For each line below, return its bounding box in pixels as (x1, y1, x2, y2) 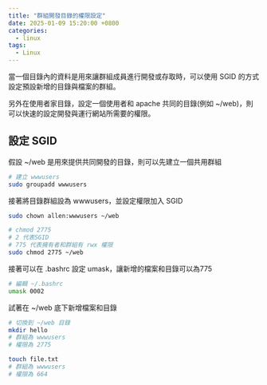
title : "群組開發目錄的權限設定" (8, 11, 106, 20)
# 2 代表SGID (8, 233, 49, 242)
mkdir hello (8, 326, 48, 334)
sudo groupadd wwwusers (8, 181, 88, 189)
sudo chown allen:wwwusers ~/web (8, 212, 120, 220)
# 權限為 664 (8, 370, 48, 378)
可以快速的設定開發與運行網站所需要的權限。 (8, 109, 155, 118)
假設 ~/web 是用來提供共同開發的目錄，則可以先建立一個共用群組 (8, 157, 222, 166)
